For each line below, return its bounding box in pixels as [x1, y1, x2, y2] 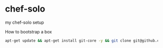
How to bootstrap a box [5, 29, 52, 34]
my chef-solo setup [5, 19, 45, 25]
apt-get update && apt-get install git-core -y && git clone [5, 38, 131, 43]
